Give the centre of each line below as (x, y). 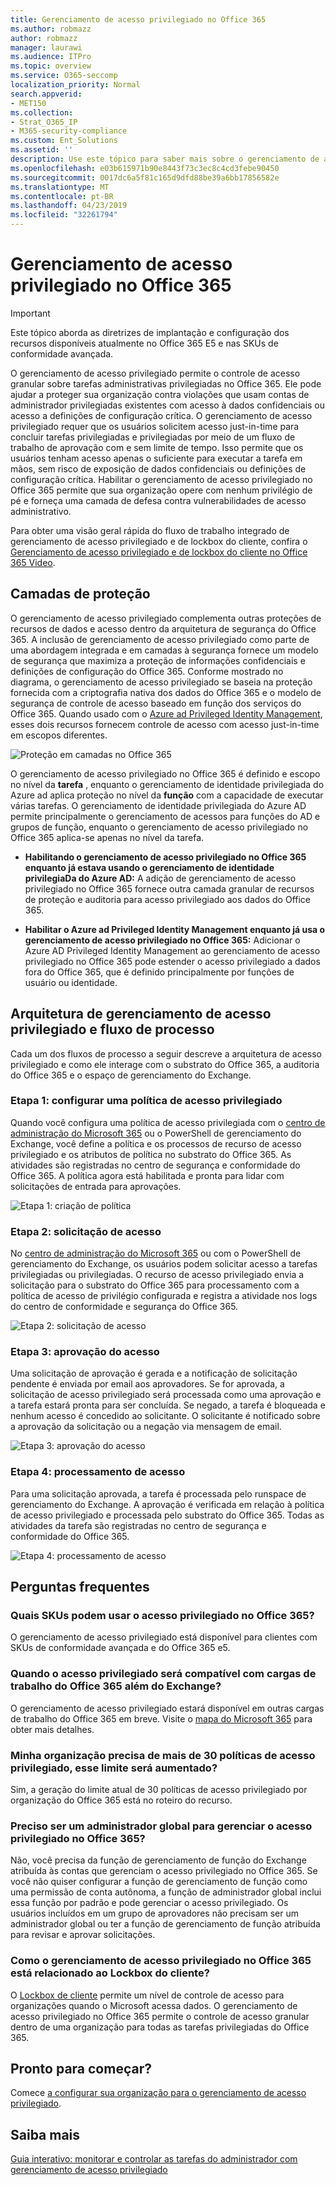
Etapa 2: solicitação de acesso (86, 1231)
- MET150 (28, 103)
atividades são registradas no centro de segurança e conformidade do (155, 1165)
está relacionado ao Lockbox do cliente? (110, 1973)
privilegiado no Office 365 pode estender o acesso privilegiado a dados (172, 961)
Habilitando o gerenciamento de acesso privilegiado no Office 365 (165, 857)
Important (30, 313)
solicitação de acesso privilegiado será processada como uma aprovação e (166, 1395)
